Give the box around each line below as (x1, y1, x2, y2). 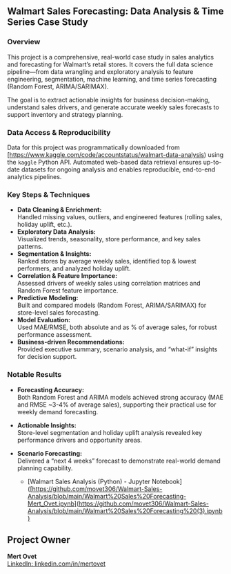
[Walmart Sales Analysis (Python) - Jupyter (27, 477, 150, 485)
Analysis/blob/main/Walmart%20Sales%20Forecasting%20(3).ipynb (27, 506, 223, 515)
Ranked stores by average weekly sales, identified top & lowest (17, 257, 197, 266)
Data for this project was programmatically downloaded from (7, 143, 181, 151)
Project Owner (7, 534, 70, 546)
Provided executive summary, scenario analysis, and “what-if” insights (17, 345, 218, 353)
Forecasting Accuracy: (17, 385, 85, 394)
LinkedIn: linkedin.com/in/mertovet (7, 559, 106, 568)
